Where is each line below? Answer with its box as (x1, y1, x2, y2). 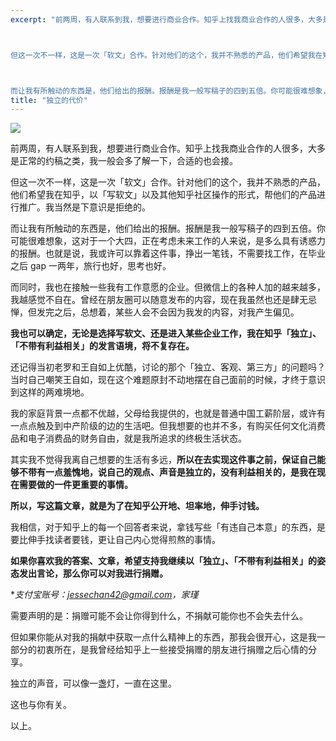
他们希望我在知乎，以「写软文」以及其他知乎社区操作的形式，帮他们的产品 (10, 189, 317, 201)
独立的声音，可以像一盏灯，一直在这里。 (10, 677, 177, 690)
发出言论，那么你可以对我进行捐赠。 (18, 567, 168, 580)
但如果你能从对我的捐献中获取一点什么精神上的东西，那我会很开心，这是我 (10, 631, 317, 643)
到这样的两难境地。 (10, 386, 90, 398)
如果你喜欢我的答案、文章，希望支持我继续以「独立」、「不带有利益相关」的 (10, 555, 317, 567)
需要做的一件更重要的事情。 (18, 479, 133, 491)
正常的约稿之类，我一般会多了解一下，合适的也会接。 (18, 155, 238, 167)
